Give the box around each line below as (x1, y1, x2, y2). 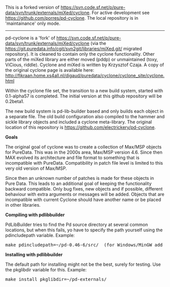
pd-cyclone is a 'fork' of (5, 35, 56, 41)
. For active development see (89, 10, 150, 16)
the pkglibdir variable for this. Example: (5, 267, 87, 272)
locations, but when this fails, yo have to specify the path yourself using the (5, 227, 163, 233)
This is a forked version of (5, 5, 60, 10)
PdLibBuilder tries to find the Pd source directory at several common (5, 222, 148, 227)
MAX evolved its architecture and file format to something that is (5, 155, 140, 161)
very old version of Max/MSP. (5, 165, 67, 171)
